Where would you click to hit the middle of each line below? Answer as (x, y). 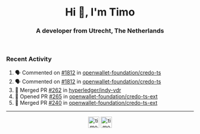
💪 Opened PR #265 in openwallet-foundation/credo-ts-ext (86, 96)
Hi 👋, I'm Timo (100, 12)
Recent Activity (29, 59)
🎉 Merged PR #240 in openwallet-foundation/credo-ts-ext (86, 102)
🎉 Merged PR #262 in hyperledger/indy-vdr (68, 90)
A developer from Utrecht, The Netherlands (100, 31)
